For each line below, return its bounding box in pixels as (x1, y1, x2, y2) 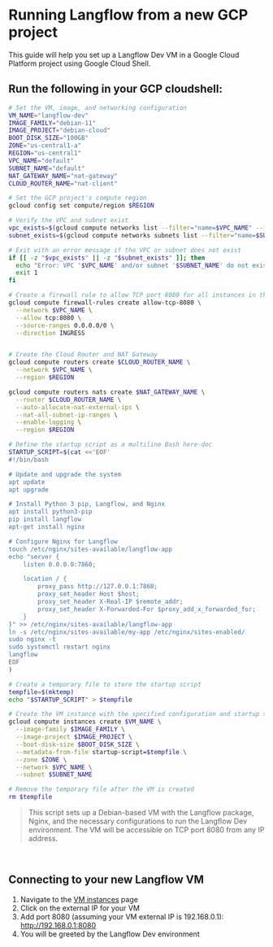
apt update (8, 478, 45, 486)
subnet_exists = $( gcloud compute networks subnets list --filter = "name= (8, 231, 256, 239)
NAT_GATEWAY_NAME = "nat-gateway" (8, 172, 118, 180)
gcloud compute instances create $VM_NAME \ (8, 718, 162, 726)
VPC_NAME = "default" (8, 156, 75, 164)
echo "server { (8, 552, 60, 561)
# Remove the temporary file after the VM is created (8, 785, 195, 794)
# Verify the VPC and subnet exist (8, 216, 129, 225)
